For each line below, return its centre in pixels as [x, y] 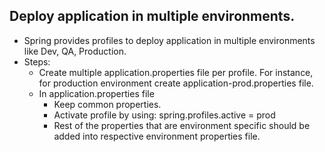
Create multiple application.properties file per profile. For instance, [176, 72]
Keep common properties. [107, 104]
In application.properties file [96, 93]
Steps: [37, 61]
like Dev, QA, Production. [75, 51]
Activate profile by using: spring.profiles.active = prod [164, 115]
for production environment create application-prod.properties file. [176, 83]
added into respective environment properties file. [157, 136]
